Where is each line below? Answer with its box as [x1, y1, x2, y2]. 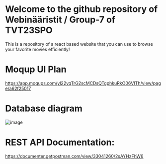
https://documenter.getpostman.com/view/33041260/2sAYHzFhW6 [5, 153, 144, 159]
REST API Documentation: [5, 137, 115, 148]
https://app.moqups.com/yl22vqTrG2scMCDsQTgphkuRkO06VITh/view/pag [5, 80, 162, 86]
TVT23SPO [5, 25, 53, 36]
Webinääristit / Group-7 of [5, 14, 116, 25]
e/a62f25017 [5, 85, 31, 91]
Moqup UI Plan [5, 64, 67, 75]
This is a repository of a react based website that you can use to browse [5, 41, 153, 47]
